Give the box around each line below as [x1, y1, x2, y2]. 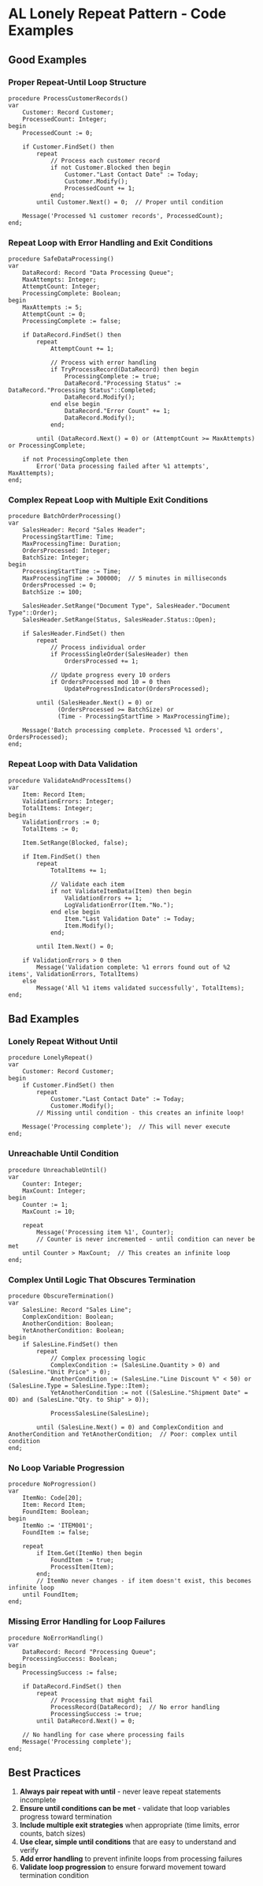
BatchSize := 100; [22, 588, 83, 596]
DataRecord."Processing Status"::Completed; [8, 386, 157, 395]
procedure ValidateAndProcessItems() [8, 776, 132, 784]
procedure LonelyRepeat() [8, 1054, 93, 1062]
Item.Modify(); [64, 922, 114, 930]
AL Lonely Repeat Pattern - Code [8, 5, 227, 23]
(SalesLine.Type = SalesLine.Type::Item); [8, 1382, 150, 1390]
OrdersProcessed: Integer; [22, 547, 111, 555]
